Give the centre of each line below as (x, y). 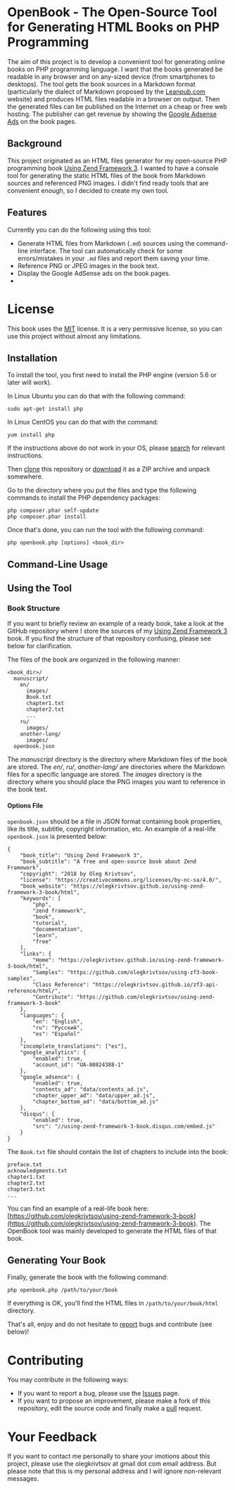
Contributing (45, 1360)
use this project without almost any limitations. (75, 336)
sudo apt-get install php (45, 409)
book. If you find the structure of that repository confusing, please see (109, 638)
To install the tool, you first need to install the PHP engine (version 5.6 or (112, 375)
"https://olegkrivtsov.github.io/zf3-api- (155, 985)
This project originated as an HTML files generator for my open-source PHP (117, 160)
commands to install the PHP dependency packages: (84, 498)
